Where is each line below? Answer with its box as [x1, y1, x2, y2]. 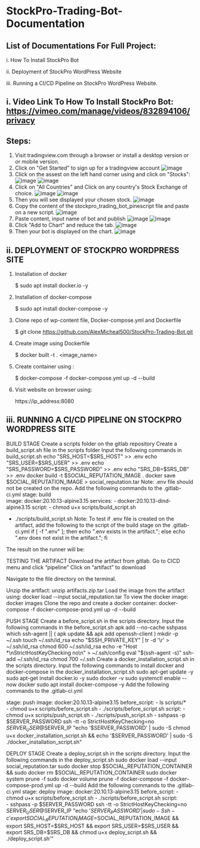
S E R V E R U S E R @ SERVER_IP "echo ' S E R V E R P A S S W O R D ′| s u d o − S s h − [6, 807, 176, 816]
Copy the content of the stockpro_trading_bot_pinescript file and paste [14, 202, 189, 210]
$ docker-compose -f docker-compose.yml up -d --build [14, 374, 155, 382]
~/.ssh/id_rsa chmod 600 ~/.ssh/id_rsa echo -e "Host [6, 643, 137, 650]
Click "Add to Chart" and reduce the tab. [14, 222, 115, 229]
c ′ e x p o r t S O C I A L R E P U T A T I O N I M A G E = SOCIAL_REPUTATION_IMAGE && [6, 815, 179, 824]
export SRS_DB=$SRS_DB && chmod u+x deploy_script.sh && [6, 829, 157, 836]
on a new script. [14, 209, 55, 216]
